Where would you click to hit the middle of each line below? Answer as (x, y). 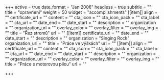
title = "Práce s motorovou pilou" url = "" (46, 64)
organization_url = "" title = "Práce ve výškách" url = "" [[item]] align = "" (79, 43)
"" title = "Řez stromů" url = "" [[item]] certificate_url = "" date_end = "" (77, 33)
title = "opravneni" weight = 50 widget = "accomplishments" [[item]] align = (82, 12)
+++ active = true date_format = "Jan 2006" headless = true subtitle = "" (78, 7)
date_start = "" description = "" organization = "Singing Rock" (67, 38)
